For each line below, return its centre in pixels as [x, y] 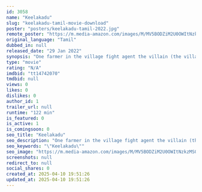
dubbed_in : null [26, 46]
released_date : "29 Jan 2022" [44, 51]
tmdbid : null [23, 79]
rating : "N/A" [24, 68]
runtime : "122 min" [31, 113]
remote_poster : [25, 34]
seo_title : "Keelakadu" [36, 135]
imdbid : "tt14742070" [33, 73]
